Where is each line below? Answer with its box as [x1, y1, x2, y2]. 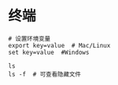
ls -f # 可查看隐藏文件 [8, 70, 81, 78]
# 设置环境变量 [8, 34, 51, 43]
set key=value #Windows [8, 48, 90, 56]
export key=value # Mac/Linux [8, 41, 111, 49]
